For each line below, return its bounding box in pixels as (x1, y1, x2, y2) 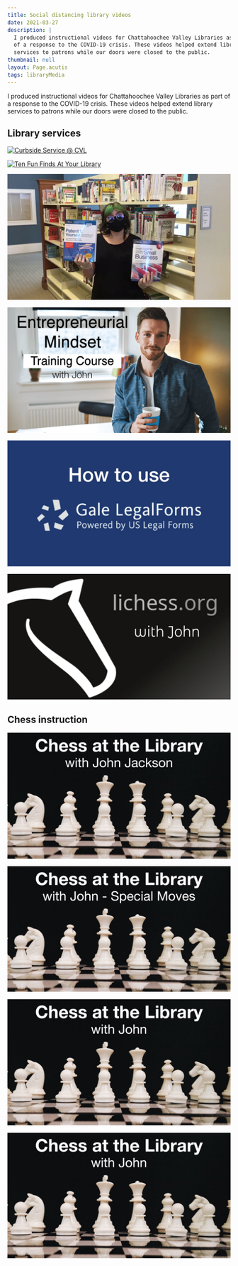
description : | (7, 26, 52, 33)
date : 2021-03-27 (7, 18, 59, 26)
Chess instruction (7, 713, 89, 725)
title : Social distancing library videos (7, 11, 132, 18)
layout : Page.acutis (7, 64, 69, 71)
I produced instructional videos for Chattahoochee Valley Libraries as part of (7, 92, 231, 100)
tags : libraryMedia (7, 71, 65, 78)
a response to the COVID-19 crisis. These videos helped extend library (7, 99, 213, 108)
